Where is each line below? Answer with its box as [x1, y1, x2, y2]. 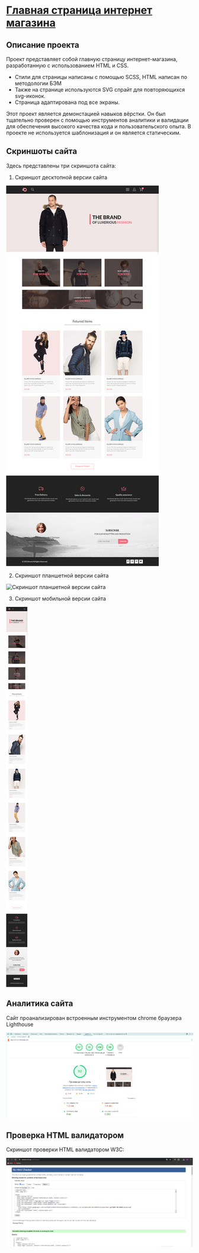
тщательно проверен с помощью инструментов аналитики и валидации [6, 117, 189, 124]
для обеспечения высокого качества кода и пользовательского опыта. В [6, 123, 191, 130]
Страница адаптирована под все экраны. [14, 99, 120, 106]
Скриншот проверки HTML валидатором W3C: [6, 1145, 124, 1153]
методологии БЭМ [14, 80, 62, 87]
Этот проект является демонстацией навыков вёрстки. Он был [6, 111, 166, 117]
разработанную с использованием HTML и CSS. [6, 62, 129, 69]
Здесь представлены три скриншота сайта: [6, 162, 117, 169]
